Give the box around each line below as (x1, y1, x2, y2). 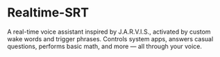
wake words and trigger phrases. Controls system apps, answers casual (7, 34, 214, 43)
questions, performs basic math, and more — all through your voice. (7, 42, 203, 50)
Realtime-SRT (7, 5, 89, 21)
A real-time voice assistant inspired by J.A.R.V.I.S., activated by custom (7, 27, 211, 36)
